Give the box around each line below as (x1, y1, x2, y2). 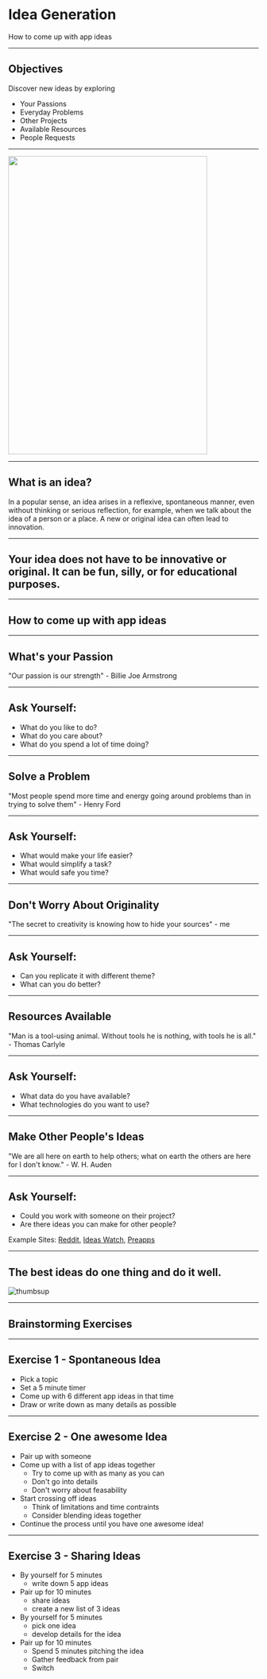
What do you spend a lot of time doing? (19, 739, 149, 749)
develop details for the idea (31, 1630, 122, 1639)
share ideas (31, 1596, 70, 1605)
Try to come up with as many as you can (31, 1468, 164, 1478)
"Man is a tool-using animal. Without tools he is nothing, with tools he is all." (8, 1031, 257, 1041)
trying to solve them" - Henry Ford (8, 799, 121, 808)
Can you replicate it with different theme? (19, 971, 156, 981)
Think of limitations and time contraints (31, 1502, 160, 1511)
